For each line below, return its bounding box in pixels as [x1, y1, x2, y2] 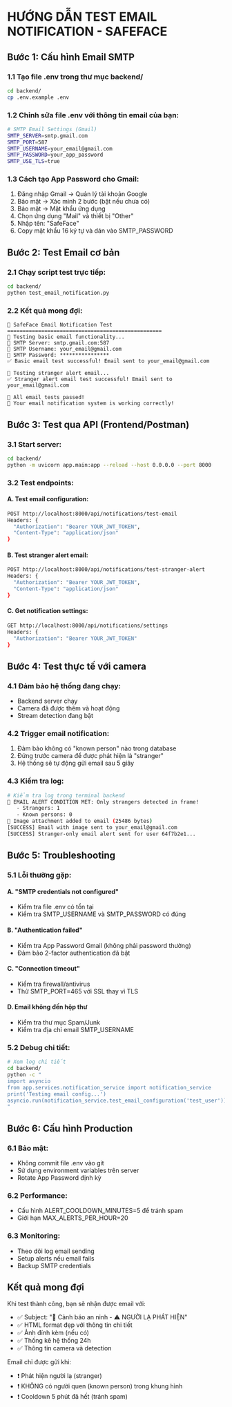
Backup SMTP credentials [17, 1261, 91, 1270]
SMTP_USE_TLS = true [7, 158, 60, 165]
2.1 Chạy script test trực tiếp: [7, 267, 106, 277]
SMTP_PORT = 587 [7, 139, 48, 146]
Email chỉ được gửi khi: [7, 1358, 71, 1366]
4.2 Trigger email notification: [7, 729, 110, 739]
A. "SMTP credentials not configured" [7, 887, 119, 895]
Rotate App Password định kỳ [17, 1173, 101, 1182]
